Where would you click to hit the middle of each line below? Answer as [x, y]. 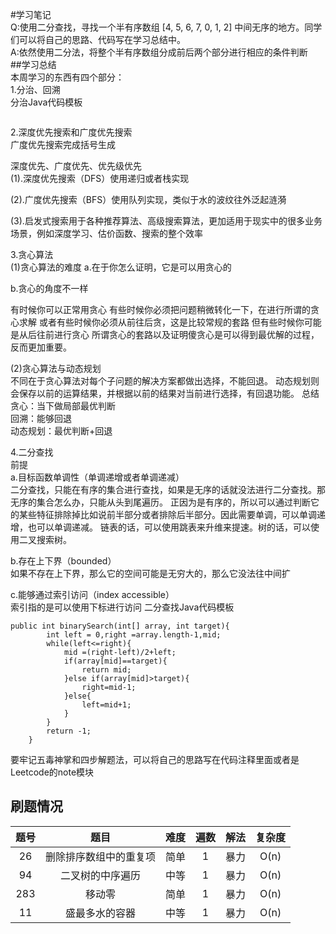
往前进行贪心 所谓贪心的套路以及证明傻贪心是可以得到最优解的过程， [178, 334]
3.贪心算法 [32, 254]
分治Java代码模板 [46, 102]
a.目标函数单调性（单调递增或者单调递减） [97, 477]
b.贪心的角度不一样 [49, 288]
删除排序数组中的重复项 [101, 856]
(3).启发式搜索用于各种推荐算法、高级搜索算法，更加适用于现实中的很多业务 [166, 221]
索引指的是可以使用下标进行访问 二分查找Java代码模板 [122, 607]
